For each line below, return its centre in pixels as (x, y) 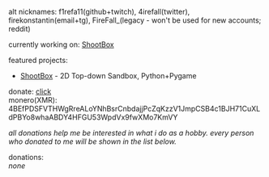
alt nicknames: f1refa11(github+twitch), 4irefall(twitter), (99, 12)
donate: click (30, 91)
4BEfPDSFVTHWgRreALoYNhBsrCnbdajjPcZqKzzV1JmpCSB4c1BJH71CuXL (134, 109)
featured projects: (38, 60)
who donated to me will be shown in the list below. (92, 141)
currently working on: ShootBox (62, 44)
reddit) (19, 29)
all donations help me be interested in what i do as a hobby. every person (131, 133)
